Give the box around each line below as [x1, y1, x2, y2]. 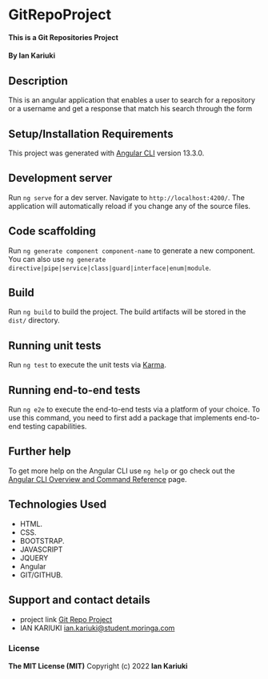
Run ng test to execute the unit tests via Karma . [8, 360, 166, 370]
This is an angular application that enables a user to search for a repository [8, 95, 256, 105]
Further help [8, 444, 72, 458]
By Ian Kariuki [8, 50, 56, 61]
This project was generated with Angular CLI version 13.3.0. [8, 148, 205, 158]
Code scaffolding [8, 224, 96, 238]
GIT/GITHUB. [19, 570, 63, 580]
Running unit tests [8, 339, 102, 352]
